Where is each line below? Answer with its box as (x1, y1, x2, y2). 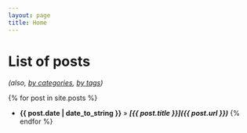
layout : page (8, 11, 51, 20)
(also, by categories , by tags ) (8, 78, 104, 88)
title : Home (8, 19, 47, 27)
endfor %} (19, 117, 53, 126)
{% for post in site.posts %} (8, 93, 98, 102)
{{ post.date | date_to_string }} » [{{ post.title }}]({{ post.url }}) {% (19, 109, 241, 118)
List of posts (8, 52, 91, 70)
